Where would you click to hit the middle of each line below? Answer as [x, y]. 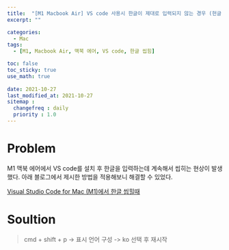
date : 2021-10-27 [32, 89]
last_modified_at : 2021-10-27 [50, 96]
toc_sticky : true [32, 70]
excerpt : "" [24, 20]
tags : [15, 45]
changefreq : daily [41, 108]
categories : [24, 32]
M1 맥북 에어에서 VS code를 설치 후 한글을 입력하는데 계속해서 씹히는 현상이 [109, 168]
